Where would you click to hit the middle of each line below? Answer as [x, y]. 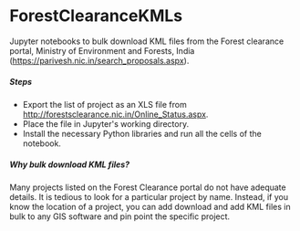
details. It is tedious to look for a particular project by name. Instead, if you [149, 196]
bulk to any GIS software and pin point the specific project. [120, 216]
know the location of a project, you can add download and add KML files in [150, 206]
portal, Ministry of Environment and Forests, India [102, 50]
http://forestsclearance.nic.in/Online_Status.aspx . [115, 114]
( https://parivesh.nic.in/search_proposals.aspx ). [99, 60]
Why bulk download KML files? [70, 164]
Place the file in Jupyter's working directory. [106, 123]
